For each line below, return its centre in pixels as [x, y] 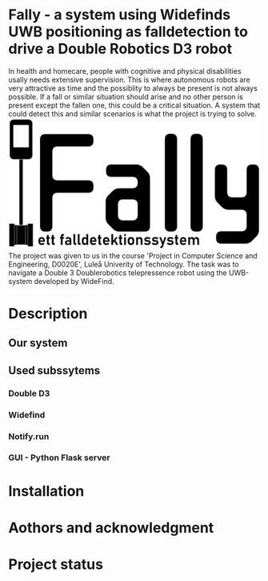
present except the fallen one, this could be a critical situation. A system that [134, 105]
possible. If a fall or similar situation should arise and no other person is [126, 96]
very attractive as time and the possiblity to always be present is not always [133, 88]
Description [48, 313]
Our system [38, 343]
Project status [56, 564]
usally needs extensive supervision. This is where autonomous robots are [129, 79]
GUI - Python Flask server [59, 457]
